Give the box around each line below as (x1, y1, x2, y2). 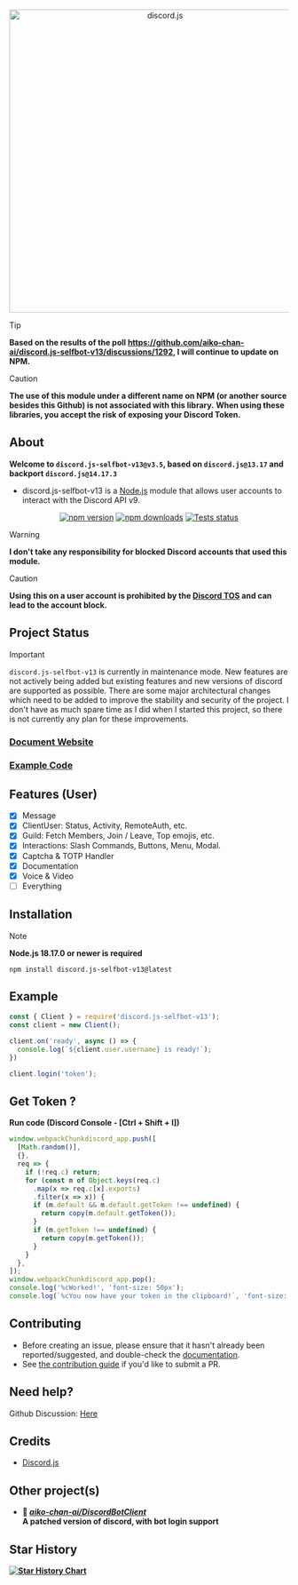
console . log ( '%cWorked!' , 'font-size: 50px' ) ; (9, 1284, 184, 1293)
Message (21, 810, 56, 821)
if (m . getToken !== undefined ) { (32, 1226, 157, 1235)
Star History (9, 1541, 78, 1557)
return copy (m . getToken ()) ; (41, 1233, 145, 1243)
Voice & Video (21, 871, 74, 881)
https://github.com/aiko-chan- (127, 338, 245, 347)
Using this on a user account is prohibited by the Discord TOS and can (9, 590, 272, 601)
